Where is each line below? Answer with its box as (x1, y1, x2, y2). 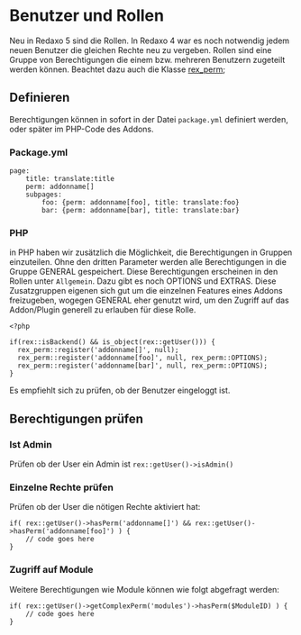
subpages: (25, 190, 63, 199)
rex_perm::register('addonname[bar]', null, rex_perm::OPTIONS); (17, 361, 269, 370)
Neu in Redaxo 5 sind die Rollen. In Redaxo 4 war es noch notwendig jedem (9, 35, 290, 46)
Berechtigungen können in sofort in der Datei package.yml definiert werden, (9, 113, 288, 124)
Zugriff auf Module (9, 564, 94, 576)
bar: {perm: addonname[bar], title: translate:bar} (41, 206, 241, 215)
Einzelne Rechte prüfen (9, 481, 114, 494)
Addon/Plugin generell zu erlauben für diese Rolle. (9, 304, 196, 315)
